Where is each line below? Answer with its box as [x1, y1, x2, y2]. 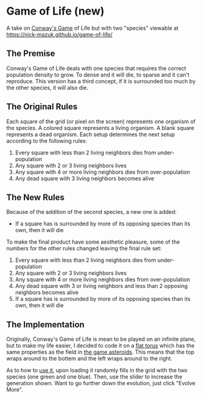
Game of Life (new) [6, 4, 105, 18]
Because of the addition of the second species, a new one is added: [6, 208, 177, 216]
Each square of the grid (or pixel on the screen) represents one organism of [6, 117, 196, 125]
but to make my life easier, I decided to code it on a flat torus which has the [6, 342, 195, 349]
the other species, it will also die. [6, 84, 89, 91]
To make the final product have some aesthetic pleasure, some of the [6, 238, 180, 245]
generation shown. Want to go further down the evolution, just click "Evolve [6, 380, 196, 387]
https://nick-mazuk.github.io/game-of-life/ [6, 30, 113, 38]
